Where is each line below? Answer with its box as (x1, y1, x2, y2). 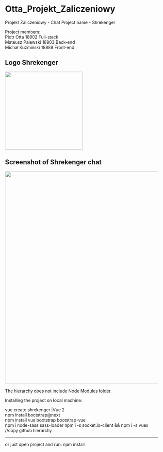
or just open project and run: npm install (5, 441, 85, 447)
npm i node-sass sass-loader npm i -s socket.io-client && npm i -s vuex (5, 422, 149, 428)
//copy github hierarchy (5, 427, 52, 433)
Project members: (5, 29, 41, 35)
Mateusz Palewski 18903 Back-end (5, 39, 75, 45)
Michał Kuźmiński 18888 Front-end (5, 44, 75, 50)
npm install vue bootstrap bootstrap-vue (5, 417, 86, 423)
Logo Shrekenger (5, 58, 58, 67)
